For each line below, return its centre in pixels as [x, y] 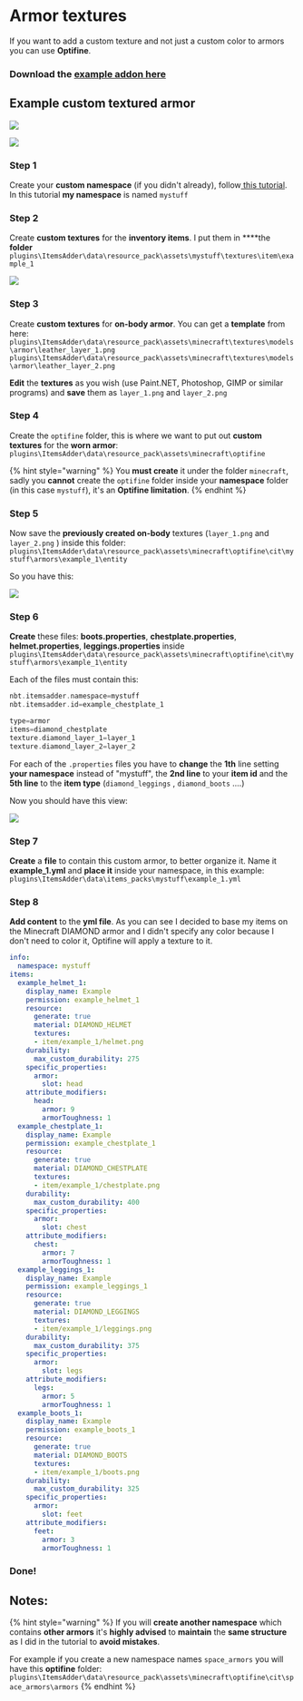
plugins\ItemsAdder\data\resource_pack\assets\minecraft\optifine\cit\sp [152, 1678]
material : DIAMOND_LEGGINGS [87, 1312]
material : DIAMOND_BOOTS [80, 1455]
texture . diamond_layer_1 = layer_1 [73, 738]
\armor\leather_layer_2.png [63, 366]
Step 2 [24, 218]
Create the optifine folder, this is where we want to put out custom [136, 435]
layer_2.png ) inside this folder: [68, 543]
